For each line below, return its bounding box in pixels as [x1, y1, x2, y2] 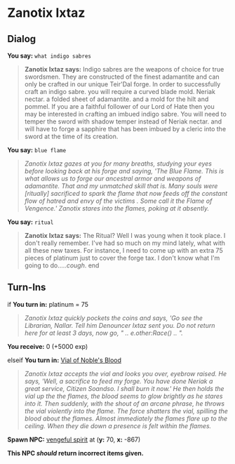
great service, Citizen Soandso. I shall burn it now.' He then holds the [24, 384, 224, 392]
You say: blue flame [7, 146, 67, 154]
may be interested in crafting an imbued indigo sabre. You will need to [24, 110, 227, 118]
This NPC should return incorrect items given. [7, 449, 144, 457]
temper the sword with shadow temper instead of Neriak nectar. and [24, 117, 222, 126]
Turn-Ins [7, 281, 46, 293]
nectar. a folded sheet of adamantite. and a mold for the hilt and [24, 95, 209, 103]
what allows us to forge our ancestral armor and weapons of [24, 174, 201, 183]
